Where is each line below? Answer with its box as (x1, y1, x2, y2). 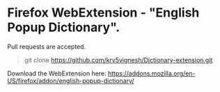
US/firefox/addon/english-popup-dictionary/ (7, 76, 134, 84)
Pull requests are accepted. (7, 42, 86, 50)
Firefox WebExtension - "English (7, 5, 200, 21)
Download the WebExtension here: (7, 69, 107, 77)
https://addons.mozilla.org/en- (107, 69, 196, 77)
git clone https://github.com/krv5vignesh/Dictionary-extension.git (24, 55, 213, 64)
